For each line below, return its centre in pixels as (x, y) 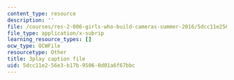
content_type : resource (42, 14)
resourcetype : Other (37, 53)
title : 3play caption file (46, 59)
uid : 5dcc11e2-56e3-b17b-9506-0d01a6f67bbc (71, 65)
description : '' (31, 20)
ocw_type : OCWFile (34, 46)
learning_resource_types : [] (49, 40)
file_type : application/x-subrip (56, 33)
